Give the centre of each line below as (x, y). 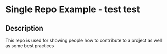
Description (24, 28)
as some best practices (30, 46)
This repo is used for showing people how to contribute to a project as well (84, 40)
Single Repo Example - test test (73, 9)
